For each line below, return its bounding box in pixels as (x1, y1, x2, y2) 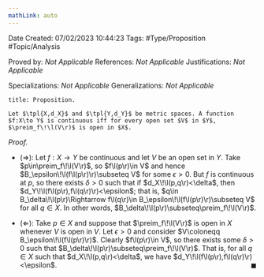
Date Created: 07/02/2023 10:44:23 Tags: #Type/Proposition (8, 33, 206, 43)
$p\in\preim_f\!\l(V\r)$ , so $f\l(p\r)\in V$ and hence (19, 161, 186, 170)
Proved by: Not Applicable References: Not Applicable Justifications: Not (8, 57, 246, 66)
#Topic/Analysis (8, 41, 61, 51)
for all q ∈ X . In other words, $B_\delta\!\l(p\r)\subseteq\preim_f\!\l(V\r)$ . (19, 203, 257, 212)
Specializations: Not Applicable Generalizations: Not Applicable (8, 80, 214, 90)
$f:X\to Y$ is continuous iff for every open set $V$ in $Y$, (8, 116, 217, 125)
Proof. (8, 137, 28, 147)
